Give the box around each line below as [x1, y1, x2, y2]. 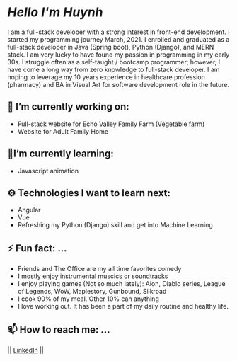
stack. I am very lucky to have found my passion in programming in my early [7, 50, 230, 59]
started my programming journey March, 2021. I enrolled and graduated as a [7, 35, 230, 43]
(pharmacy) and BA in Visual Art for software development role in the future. [7, 80, 230, 88]
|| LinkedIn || [7, 346, 45, 354]
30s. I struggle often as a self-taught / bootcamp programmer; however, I [7, 57, 221, 66]
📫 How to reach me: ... [7, 323, 111, 336]
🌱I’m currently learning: [7, 148, 115, 160]
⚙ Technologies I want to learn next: [7, 187, 171, 199]
